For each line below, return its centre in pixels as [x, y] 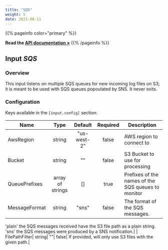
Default [83, 125]
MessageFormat [27, 208]
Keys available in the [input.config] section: [51, 113]
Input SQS [21, 59]
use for [132, 160]
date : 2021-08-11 [23, 19]
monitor [133, 194]
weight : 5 [15, 14]
